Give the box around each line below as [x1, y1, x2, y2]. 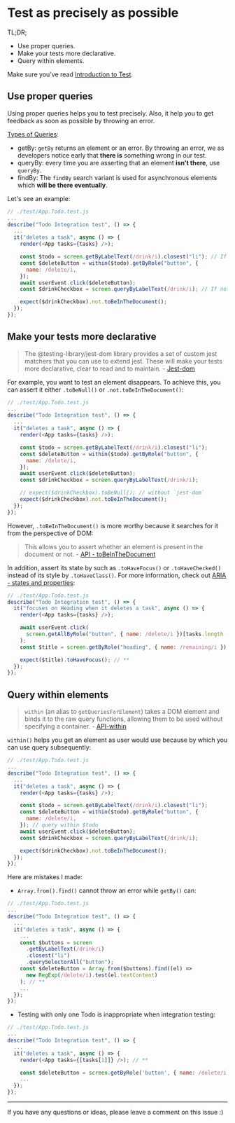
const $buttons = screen [20, 939, 92, 946]
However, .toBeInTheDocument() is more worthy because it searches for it [7, 521, 219, 530]
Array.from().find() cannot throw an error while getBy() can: [17, 886, 197, 895]
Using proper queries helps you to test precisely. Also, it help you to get [7, 109, 214, 117]
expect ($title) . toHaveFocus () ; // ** [20, 656, 130, 663]
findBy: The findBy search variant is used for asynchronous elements [17, 173, 218, 181]
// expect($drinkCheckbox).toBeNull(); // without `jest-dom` [20, 489, 205, 497]
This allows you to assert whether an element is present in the [24, 542, 204, 551]
